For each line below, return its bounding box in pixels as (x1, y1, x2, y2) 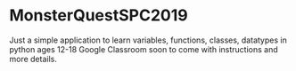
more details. (9, 53, 58, 64)
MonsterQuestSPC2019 (9, 5, 189, 26)
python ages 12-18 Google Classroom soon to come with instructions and (9, 43, 278, 54)
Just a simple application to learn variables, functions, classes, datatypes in (9, 35, 287, 45)
